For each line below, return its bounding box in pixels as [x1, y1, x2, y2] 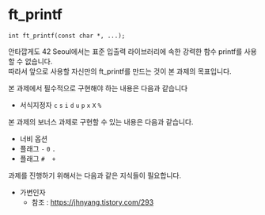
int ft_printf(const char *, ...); [8, 32, 126, 40]
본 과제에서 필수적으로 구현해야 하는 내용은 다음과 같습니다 [8, 83, 188, 93]
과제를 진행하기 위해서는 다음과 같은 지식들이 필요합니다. [8, 171, 182, 180]
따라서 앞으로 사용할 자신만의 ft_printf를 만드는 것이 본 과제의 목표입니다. [8, 66, 232, 76]
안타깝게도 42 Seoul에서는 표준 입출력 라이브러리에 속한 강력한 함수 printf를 [8, 46, 243, 56]
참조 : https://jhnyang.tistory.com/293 [31, 197, 154, 207]
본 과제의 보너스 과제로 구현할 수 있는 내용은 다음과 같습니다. [8, 117, 194, 126]
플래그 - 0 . [19, 144, 56, 153]
